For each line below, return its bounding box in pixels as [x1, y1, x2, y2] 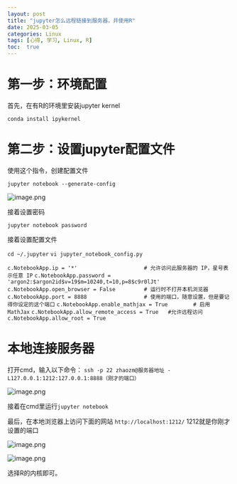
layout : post [7, 10, 46, 18]
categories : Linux [7, 30, 62, 38]
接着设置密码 [7, 207, 45, 216]
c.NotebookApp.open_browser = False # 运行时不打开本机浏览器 [7, 285, 209, 293]
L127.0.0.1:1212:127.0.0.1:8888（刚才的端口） [7, 374, 140, 382]
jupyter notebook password [7, 221, 87, 228]
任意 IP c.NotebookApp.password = [12, 272, 111, 279]
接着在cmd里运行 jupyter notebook [7, 401, 109, 410]
